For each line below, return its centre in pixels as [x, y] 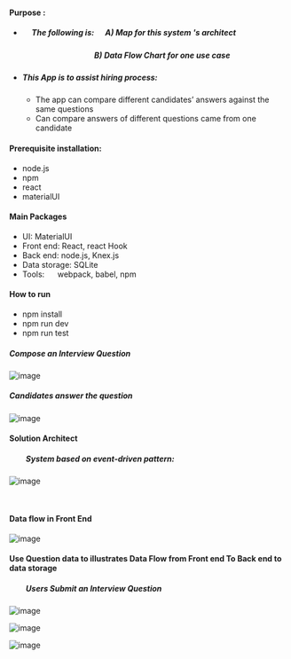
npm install [42, 314]
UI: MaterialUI [47, 236]
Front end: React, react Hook [75, 246]
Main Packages [38, 216]
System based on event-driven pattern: [100, 459]
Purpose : [28, 12]
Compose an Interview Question [70, 353]
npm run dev [45, 323]
